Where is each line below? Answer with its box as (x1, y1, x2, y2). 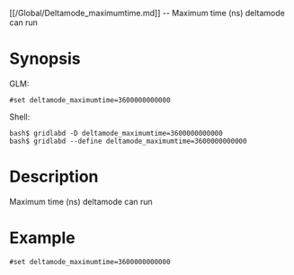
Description (9, 166, 99, 187)
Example (9, 228, 76, 248)
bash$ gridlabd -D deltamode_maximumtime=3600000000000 (9, 129, 223, 137)
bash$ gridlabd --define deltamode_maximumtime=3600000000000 (9, 137, 247, 146)
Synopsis (9, 49, 81, 69)
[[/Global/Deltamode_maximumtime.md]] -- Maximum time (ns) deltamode (9, 8, 285, 18)
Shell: (9, 111, 31, 122)
